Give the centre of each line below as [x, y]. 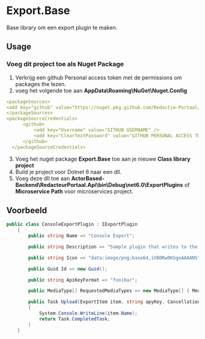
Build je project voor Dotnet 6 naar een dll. [68, 172]
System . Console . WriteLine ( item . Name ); [88, 313]
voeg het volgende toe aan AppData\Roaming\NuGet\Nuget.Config [101, 90]
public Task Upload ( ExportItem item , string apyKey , [97, 302]
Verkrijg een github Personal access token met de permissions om [99, 78]
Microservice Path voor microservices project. [74, 191]
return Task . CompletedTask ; [75, 319]
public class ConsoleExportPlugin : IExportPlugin [72, 224]
